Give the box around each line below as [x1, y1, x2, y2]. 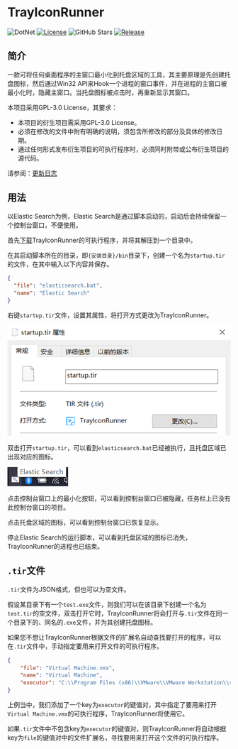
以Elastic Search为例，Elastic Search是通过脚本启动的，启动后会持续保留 [7, 212, 221, 220]
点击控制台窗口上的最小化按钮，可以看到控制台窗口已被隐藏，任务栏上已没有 [7, 494, 231, 503]
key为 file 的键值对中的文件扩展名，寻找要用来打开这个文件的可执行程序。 [7, 733, 223, 742]
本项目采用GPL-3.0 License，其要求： [7, 103, 118, 111]
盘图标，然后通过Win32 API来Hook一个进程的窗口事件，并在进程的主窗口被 [7, 79, 227, 87]
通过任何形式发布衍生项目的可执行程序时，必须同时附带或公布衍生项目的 [17, 145, 229, 153]
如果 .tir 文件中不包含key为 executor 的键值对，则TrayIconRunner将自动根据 [7, 725, 227, 733]
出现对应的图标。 [7, 452, 57, 461]
